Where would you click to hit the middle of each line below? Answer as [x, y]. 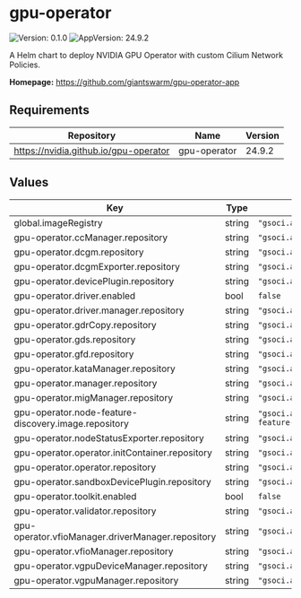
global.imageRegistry [58, 222]
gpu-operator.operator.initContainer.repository [113, 453]
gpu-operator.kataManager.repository [95, 368]
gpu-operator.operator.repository [85, 467]
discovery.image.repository [72, 423]
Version [262, 135]
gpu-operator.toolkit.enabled [75, 496]
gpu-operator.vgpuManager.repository [96, 580]
